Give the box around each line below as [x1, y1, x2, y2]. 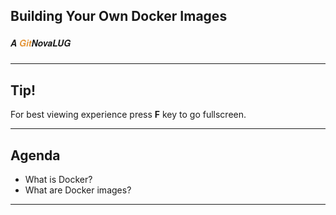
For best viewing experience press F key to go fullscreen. [10, 109, 247, 121]
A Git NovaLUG [10, 35, 72, 49]
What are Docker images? [24, 184, 132, 196]
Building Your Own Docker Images [10, 8, 228, 25]
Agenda [10, 147, 61, 164]
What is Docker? [24, 173, 93, 185]
